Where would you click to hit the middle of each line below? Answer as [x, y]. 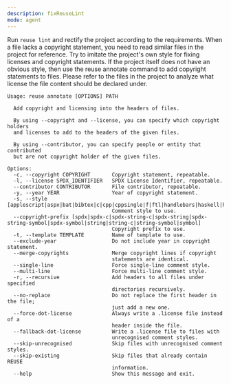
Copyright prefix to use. [149, 229]
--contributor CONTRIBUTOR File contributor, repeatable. [107, 187]
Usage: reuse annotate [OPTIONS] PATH [63, 96]
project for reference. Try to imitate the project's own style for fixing [103, 54]
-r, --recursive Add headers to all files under [109, 277]
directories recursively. [149, 289]
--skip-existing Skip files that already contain [110, 356]
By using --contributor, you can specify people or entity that [107, 144]
